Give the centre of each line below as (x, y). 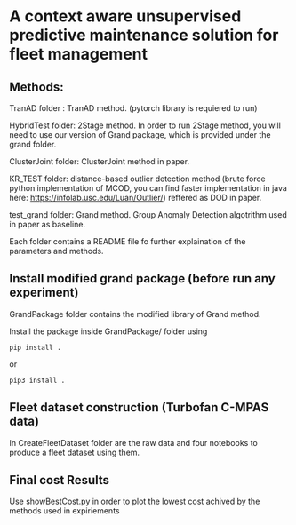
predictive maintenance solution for (144, 35)
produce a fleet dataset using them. (75, 452)
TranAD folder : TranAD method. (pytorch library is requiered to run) (133, 108)
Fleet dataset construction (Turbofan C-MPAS (139, 407)
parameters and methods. (56, 251)
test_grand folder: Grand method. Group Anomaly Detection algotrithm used (148, 215)
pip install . (36, 347)
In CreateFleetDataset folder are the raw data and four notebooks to (133, 442)
